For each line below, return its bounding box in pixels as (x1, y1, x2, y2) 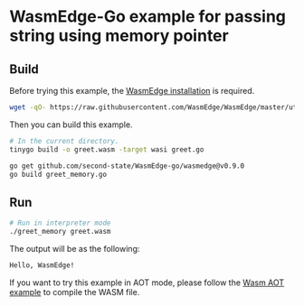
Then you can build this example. (9, 119, 133, 130)
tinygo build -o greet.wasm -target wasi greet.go (9, 144, 204, 154)
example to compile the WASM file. (9, 286, 140, 297)
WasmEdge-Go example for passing (9, 6, 287, 27)
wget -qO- (9, 103, 47, 112)
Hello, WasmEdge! (9, 260, 75, 270)
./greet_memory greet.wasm (9, 227, 111, 236)
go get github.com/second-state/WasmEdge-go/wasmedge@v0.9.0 (9, 161, 245, 171)
